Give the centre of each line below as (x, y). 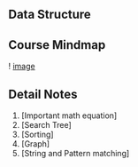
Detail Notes (43, 94)
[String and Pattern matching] (75, 154)
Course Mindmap (57, 45)
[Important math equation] (69, 115)
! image (22, 67)
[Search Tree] (46, 125)
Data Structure (50, 15)
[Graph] (35, 144)
